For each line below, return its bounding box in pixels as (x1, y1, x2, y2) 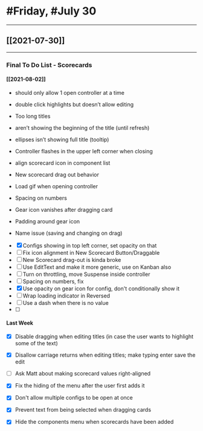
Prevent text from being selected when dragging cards (14, 406, 152, 413)
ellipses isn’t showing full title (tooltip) (14, 136, 109, 143)
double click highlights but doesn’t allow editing (14, 101, 134, 108)
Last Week (6, 319, 33, 327)
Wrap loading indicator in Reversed (22, 292, 111, 299)
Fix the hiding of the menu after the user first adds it (14, 382, 145, 389)
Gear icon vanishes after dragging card (14, 206, 113, 213)
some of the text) (14, 340, 59, 347)
